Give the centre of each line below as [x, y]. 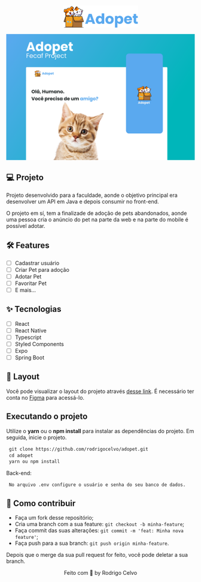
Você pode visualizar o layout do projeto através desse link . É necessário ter [100, 391]
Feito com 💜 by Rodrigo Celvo [100, 573]
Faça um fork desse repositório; [54, 518]
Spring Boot [30, 357]
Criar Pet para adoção [42, 269]
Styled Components [39, 344]
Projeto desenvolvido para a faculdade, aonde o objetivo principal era [92, 195]
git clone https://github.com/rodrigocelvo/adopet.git [78, 449]
